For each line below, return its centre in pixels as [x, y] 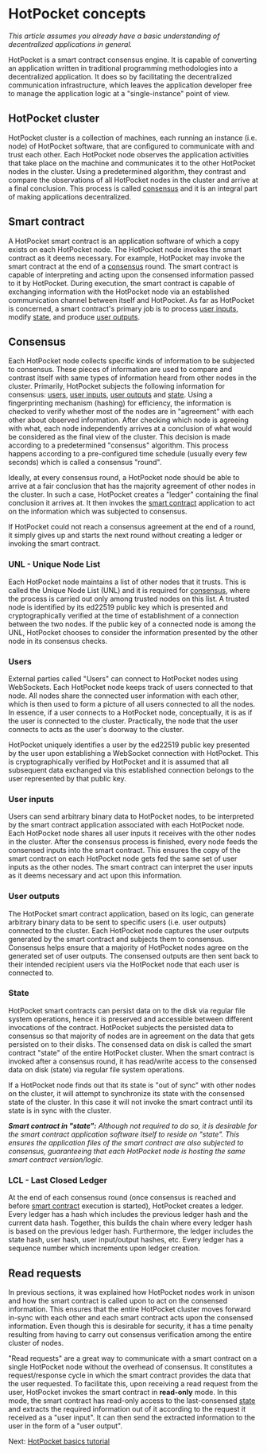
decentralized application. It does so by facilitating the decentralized [120, 76]
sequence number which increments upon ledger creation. [104, 1248]
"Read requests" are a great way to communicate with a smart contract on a [133, 1358]
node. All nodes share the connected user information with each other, [124, 696]
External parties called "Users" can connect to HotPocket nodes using [123, 678]
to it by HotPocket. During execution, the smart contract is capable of [122, 283]
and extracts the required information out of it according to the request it [127, 1408]
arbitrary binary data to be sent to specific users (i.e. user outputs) [117, 922]
